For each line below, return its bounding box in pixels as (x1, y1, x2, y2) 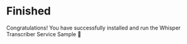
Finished (6, 4, 51, 18)
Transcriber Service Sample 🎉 (6, 30, 82, 37)
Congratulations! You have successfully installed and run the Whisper (6, 24, 181, 31)
